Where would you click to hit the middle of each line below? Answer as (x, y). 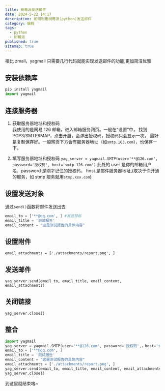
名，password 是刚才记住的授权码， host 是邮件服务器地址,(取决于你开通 (86, 171)
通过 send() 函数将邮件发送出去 (35, 207)
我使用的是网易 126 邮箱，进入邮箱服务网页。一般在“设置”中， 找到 (80, 129)
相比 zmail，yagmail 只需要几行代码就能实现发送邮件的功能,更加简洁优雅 (78, 61)
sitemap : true (20, 46)
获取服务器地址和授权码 (36, 123)
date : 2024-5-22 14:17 (28, 14)
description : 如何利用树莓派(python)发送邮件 (48, 19)
